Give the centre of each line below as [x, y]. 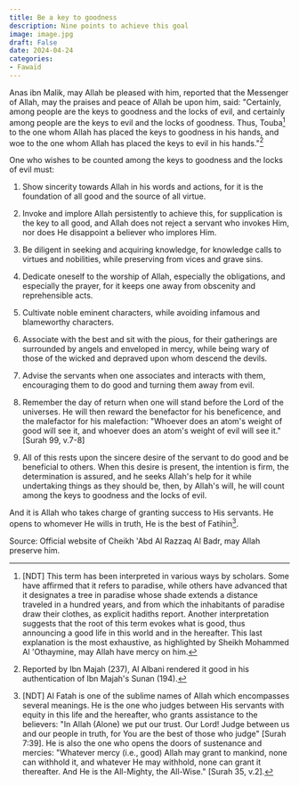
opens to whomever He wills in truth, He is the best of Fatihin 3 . [124, 523]
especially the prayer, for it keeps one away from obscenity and [139, 286]
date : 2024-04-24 [41, 51]
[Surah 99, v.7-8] [53, 440]
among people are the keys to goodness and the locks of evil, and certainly [147, 111]
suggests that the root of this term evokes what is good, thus [133, 623]
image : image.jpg [41, 34]
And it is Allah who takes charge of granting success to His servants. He [141, 512]
